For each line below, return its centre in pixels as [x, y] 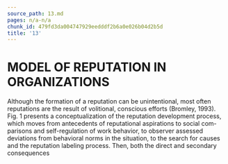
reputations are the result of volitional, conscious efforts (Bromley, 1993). [112, 109]
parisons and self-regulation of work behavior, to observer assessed [105, 131]
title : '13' [24, 33]
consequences [28, 153]
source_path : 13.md [35, 14]
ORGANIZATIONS [58, 82]
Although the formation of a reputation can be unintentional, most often [109, 101]
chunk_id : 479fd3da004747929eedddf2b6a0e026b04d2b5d [85, 26]
